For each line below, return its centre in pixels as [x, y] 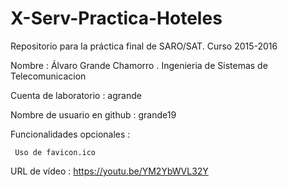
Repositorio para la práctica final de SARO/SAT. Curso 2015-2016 [144, 46]
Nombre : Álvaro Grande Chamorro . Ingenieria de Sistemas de [139, 65]
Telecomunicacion [48, 76]
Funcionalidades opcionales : [70, 134]
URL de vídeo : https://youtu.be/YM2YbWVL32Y [109, 171]
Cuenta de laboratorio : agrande [76, 95]
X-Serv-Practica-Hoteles [116, 18]
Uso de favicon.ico [55, 152]
